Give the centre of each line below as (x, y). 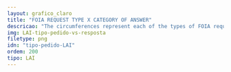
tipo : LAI (21, 58)
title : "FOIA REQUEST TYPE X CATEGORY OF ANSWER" (80, 20)
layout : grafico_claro (40, 13)
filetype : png (27, 39)
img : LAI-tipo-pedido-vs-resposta (57, 33)
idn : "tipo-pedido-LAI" (41, 45)
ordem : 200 (23, 52)
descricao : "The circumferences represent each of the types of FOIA (109, 26)
